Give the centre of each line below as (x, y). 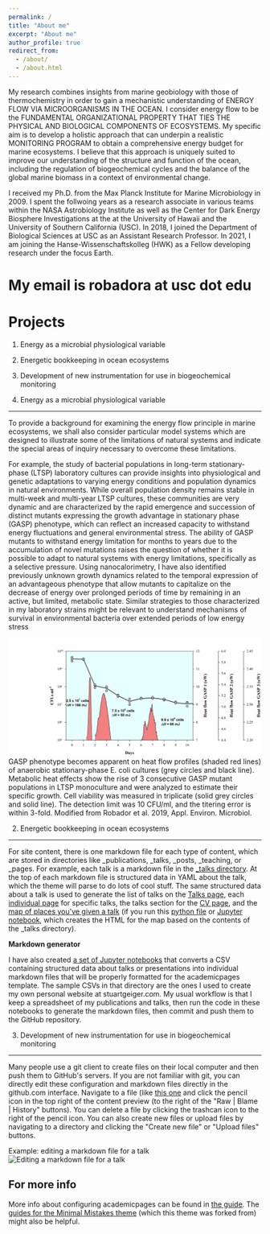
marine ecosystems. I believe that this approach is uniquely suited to (122, 151)
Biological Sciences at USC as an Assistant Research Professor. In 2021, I (129, 235)
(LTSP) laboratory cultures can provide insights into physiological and (146, 473)
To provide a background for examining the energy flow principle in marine (132, 423)
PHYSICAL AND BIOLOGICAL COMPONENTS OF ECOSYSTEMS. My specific (135, 126)
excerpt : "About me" (43, 34)
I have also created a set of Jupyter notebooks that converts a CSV (119, 960)
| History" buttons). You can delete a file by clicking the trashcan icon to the (134, 1109)
